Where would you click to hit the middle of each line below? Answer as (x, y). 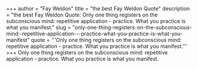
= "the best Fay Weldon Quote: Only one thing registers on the (82, 15)
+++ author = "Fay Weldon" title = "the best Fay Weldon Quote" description (98, 9)
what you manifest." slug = (39, 27)
